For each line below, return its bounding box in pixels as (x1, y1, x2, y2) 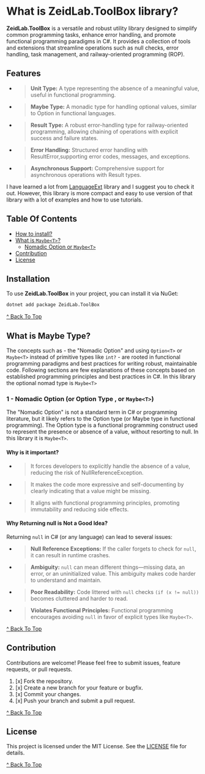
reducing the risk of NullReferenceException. (30, 468, 144, 476)
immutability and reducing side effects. (30, 505, 129, 513)
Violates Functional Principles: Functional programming (30, 606, 173, 614)
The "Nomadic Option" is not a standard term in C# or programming (6, 408, 177, 416)
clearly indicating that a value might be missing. (30, 487, 151, 494)
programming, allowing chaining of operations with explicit (30, 127, 179, 135)
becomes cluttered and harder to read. (30, 595, 129, 602)
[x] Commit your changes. (15, 690, 81, 697)
